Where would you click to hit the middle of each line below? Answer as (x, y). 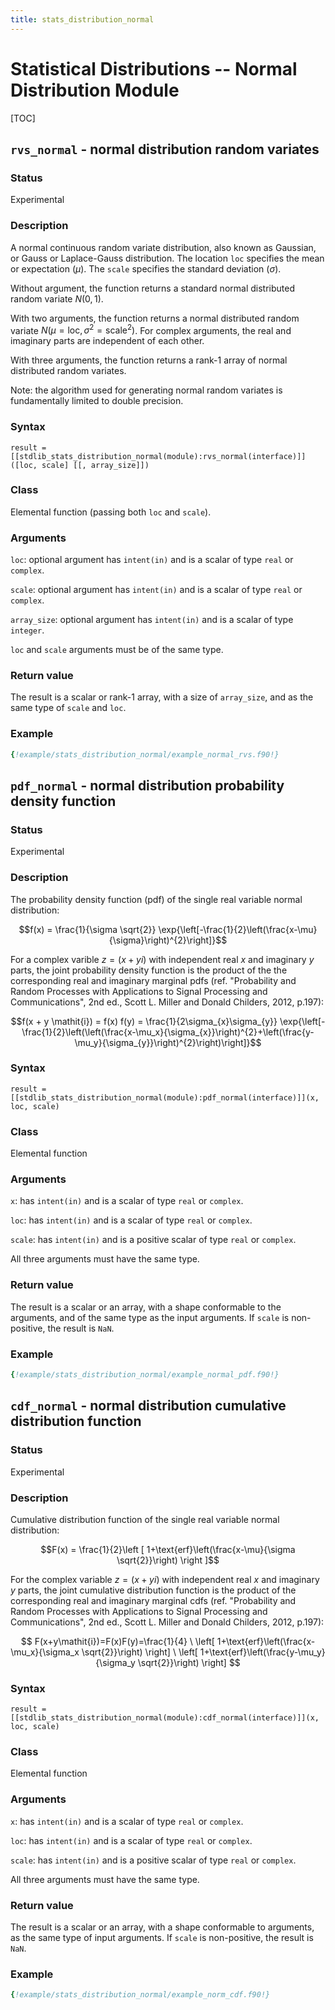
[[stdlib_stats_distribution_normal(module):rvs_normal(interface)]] (158, 456)
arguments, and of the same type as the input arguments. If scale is (150, 1317)
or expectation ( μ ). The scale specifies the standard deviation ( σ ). (146, 268)
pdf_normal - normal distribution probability (147, 785)
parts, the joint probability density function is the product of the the (149, 970)
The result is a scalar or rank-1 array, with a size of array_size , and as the (162, 697)
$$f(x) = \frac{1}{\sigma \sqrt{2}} (87, 929)
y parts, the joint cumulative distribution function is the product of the (153, 1590)
